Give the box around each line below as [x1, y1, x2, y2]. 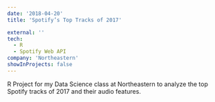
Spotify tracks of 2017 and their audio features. [7, 87, 142, 95]
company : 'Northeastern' [7, 54, 79, 62]
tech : [7, 35, 23, 42]
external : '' [7, 29, 45, 36]
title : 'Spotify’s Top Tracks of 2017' [7, 17, 122, 23]
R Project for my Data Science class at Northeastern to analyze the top [7, 80, 209, 88]
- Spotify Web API [13, 48, 67, 55]
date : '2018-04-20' [7, 10, 64, 17]
